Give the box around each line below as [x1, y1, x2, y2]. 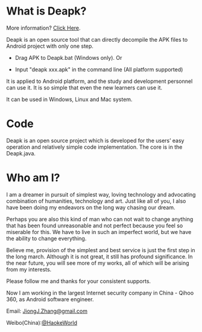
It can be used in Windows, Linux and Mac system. [6, 96, 133, 103]
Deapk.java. [6, 149, 36, 157]
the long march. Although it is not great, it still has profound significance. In [6, 253, 193, 260]
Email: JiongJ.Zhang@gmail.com [6, 307, 87, 314]
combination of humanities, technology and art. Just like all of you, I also [6, 197, 186, 204]
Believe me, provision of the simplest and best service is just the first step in [6, 246, 195, 253]
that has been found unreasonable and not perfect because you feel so [6, 222, 183, 229]
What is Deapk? [6, 4, 87, 18]
